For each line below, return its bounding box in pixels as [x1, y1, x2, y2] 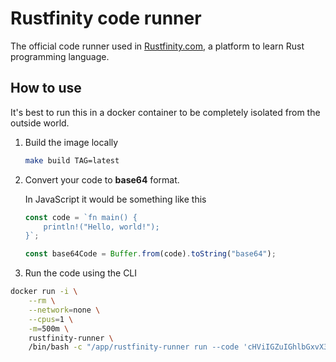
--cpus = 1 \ [28, 314, 74, 324]
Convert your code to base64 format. [24, 173, 180, 186]
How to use [10, 80, 82, 97]
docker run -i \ [10, 287, 78, 297]
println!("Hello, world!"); [43, 222, 160, 232]
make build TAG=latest [24, 155, 120, 166]
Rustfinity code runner [10, 7, 202, 30]
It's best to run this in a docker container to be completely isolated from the [10, 106, 321, 118]
